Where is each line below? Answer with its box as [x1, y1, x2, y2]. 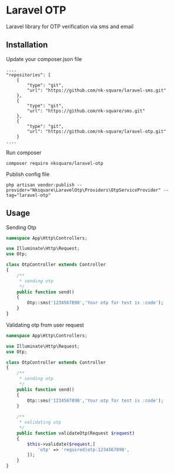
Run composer [6, 149, 42, 156]
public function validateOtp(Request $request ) [16, 430, 135, 436]
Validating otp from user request [6, 321, 84, 329]
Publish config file [6, 171, 50, 178]
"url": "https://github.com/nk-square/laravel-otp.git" [27, 128, 166, 134]
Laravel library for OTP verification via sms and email [6, 23, 134, 30]
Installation [6, 40, 48, 50]
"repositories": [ [6, 72, 51, 78]
